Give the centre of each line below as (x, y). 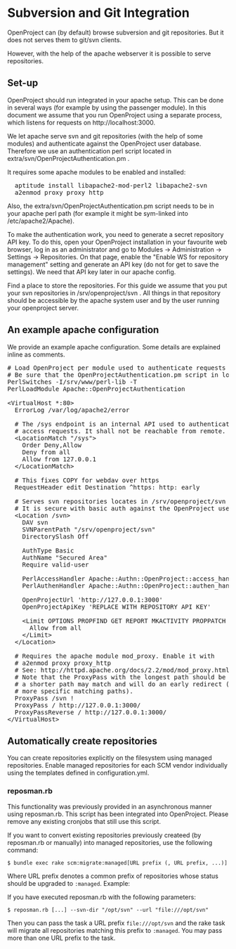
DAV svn (35, 522)
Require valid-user (55, 564)
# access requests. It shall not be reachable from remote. (120, 431)
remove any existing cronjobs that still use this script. (84, 821)
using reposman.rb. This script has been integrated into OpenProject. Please (118, 814)
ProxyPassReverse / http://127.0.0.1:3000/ (91, 712)
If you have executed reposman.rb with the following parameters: (102, 897)
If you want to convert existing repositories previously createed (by (104, 835)
